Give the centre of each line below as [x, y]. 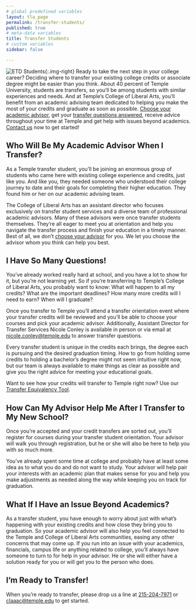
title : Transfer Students [37, 39]
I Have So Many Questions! [56, 261]
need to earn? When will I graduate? [49, 299]
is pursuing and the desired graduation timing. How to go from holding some [98, 353]
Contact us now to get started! [43, 127]
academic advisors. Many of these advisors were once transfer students [93, 218]
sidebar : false [25, 50]
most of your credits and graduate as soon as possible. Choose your [89, 108]
